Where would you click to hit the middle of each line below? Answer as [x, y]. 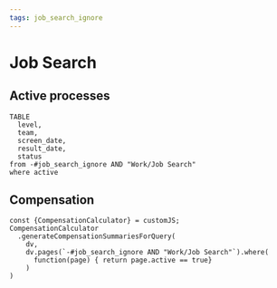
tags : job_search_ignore [56, 18]
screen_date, [42, 140]
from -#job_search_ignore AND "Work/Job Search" [103, 164]
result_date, [42, 149]
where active [34, 172]
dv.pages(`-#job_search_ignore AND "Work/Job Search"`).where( [148, 253]
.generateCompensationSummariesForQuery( [97, 236]
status [30, 156]
